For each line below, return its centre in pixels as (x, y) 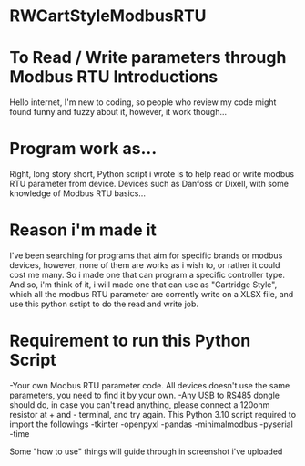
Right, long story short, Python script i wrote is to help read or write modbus (152, 174)
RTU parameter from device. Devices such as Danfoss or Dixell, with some (149, 184)
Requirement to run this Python (130, 341)
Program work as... (83, 149)
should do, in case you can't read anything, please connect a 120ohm (140, 404)
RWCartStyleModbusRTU (108, 16)
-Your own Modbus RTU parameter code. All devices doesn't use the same (150, 385)
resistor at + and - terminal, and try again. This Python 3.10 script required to (153, 414)
